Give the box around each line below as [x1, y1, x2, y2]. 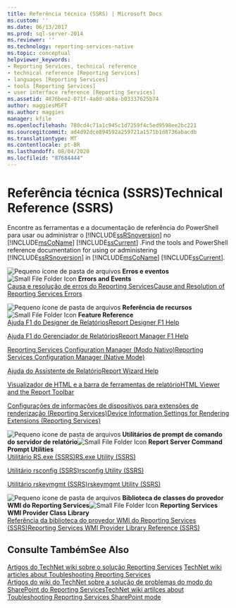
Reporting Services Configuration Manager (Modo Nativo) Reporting [7, 345, 204, 353]
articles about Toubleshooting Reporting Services [7, 570, 151, 578]
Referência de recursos [122, 303, 192, 311]
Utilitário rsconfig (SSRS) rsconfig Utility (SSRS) [7, 466, 144, 475]
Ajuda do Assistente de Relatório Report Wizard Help [7, 366, 159, 375]
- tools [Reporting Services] [7, 83, 97, 90]
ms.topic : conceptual [7, 50, 71, 57]
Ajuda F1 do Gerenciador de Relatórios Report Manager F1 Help [7, 332, 189, 340]
